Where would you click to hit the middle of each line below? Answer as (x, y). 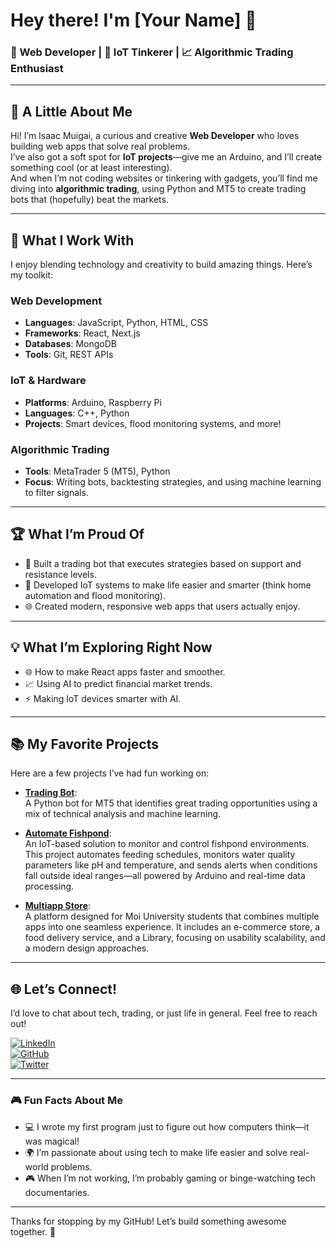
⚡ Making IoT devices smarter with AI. (103, 698)
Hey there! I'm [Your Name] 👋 (133, 20)
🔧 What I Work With (72, 240)
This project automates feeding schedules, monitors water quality (160, 855)
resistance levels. (60, 574)
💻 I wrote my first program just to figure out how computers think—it (167, 1126)
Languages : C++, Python (77, 413)
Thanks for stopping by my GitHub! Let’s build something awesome (148, 1221)
